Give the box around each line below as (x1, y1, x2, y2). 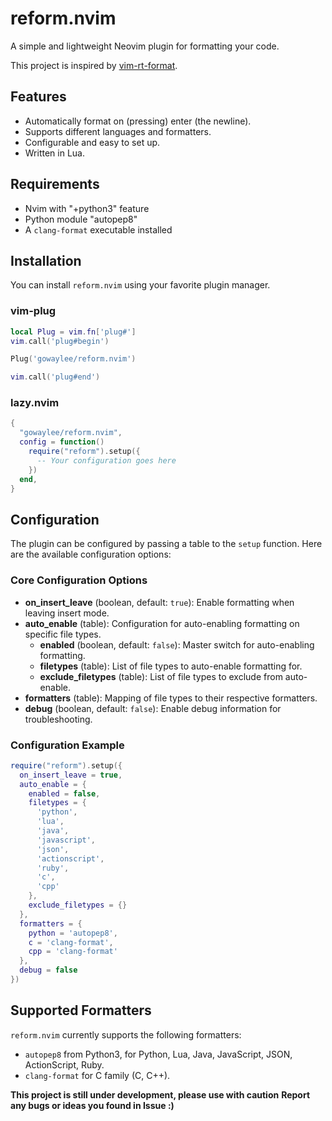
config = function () (19, 437, 105, 447)
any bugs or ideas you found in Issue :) (10, 1099, 175, 1111)
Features (10, 88, 67, 106)
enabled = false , (28, 788, 101, 799)
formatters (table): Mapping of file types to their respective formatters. (24, 692, 318, 704)
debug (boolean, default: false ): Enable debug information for (24, 702, 282, 714)
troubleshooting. (24, 713, 93, 725)
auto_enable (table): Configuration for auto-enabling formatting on (24, 617, 300, 629)
